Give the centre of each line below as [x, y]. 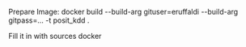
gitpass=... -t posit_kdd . [49, 20]
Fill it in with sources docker [55, 36]
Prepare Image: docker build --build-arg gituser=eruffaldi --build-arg [123, 12]
